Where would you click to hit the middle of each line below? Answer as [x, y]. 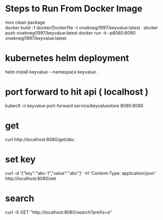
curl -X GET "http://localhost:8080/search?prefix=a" [59, 212]
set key [20, 159]
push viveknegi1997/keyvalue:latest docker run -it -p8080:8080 [70, 33]
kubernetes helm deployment [67, 58]
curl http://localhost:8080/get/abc [40, 139]
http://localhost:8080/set [31, 178]
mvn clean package [25, 22]
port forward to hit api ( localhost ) [77, 92]
